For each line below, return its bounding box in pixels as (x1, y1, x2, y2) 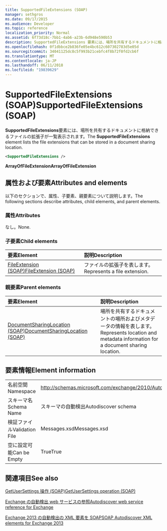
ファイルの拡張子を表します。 (83, 262, 154, 268)
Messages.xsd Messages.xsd (40, 425, 108, 432)
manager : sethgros (5, 12, 43, 17)
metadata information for (100, 335, 159, 342)
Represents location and (100, 329, 157, 336)
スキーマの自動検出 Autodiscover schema (40, 403, 137, 410)
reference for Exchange (5, 504, 54, 511)
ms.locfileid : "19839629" (5, 68, 59, 73)
